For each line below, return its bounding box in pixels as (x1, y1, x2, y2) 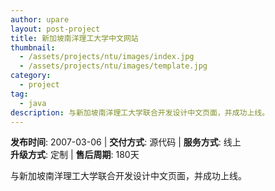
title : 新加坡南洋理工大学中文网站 (10, 33, 139, 43)
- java (19, 98, 47, 108)
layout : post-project (10, 24, 101, 34)
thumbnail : (10, 42, 56, 53)
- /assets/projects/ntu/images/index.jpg (19, 52, 195, 62)
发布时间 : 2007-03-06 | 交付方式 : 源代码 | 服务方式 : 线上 (10, 136, 242, 148)
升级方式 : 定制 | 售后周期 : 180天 (10, 149, 140, 161)
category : (10, 71, 52, 81)
